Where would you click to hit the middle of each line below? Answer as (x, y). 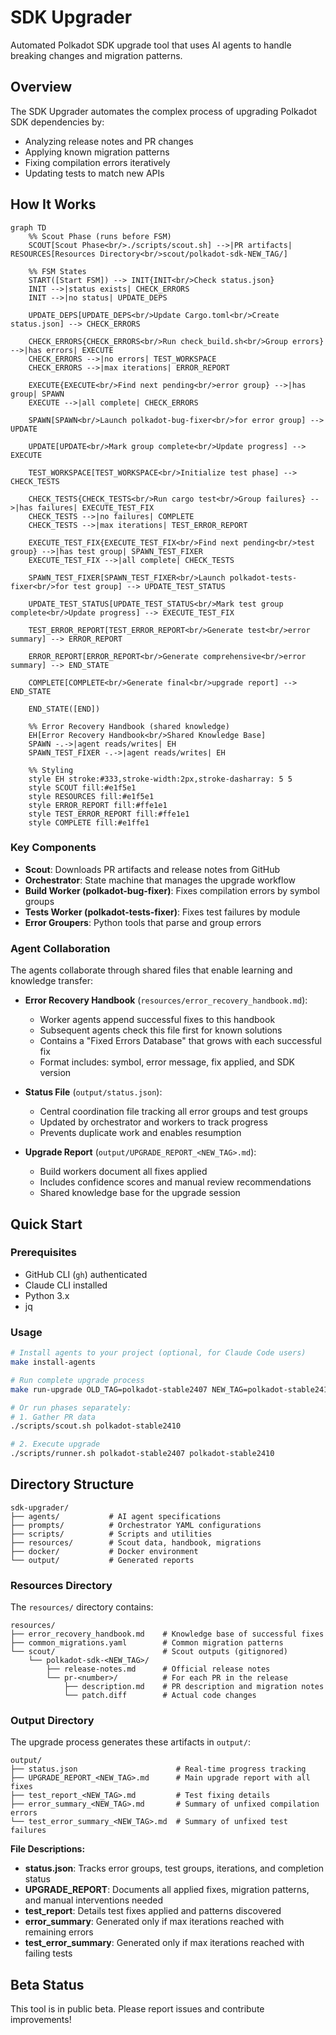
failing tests (48, 1953)
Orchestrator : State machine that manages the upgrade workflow (160, 880)
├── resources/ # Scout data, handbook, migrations (136, 1542)
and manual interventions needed (93, 1900)
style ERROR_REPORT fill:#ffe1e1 (98, 805)
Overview (41, 87)
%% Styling (51, 770)
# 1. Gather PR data (53, 1417)
